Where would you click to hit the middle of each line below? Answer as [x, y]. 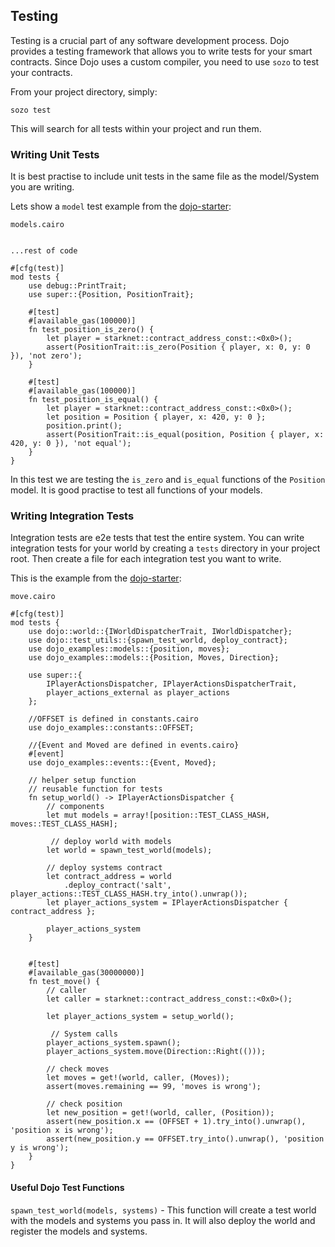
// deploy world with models [111, 842]
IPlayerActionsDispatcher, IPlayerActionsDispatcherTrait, [172, 684]
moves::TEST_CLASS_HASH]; [64, 824]
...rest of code [44, 251]
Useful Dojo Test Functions [67, 1187]
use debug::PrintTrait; [78, 286]
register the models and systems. [79, 1231]
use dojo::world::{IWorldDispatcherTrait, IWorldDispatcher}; [160, 632]
